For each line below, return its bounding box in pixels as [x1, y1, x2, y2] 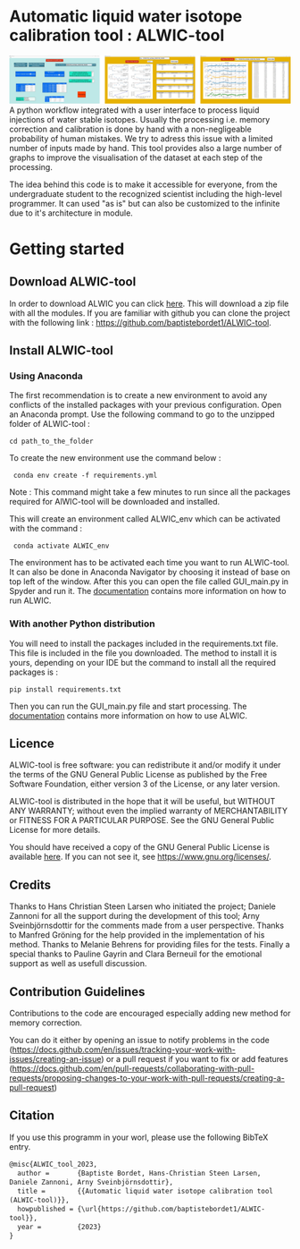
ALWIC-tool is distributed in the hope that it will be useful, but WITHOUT [9, 796, 276, 807]
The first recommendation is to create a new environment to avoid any [9, 390, 268, 401]
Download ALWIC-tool [9, 275, 137, 290]
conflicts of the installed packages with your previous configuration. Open [9, 400, 282, 411]
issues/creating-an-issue [9, 1054, 102, 1064]
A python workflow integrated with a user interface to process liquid [9, 105, 260, 115]
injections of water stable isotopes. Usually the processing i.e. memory [9, 114, 271, 124]
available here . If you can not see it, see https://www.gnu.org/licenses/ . [9, 852, 272, 862]
